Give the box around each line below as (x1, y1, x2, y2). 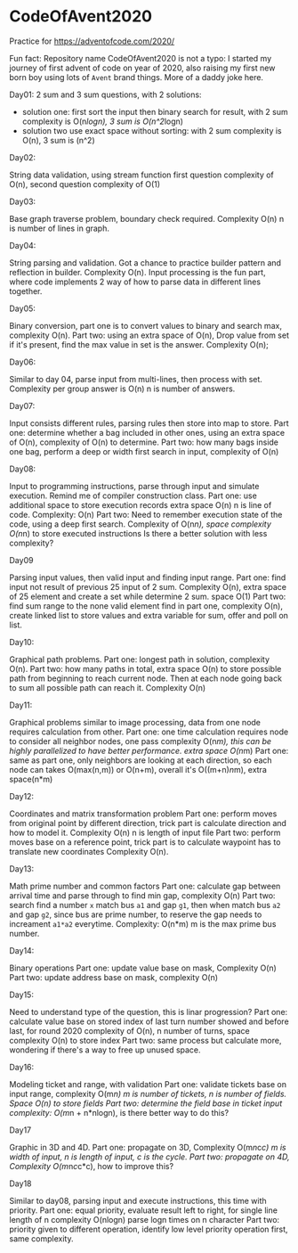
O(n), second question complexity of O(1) (9, 178, 161, 189)
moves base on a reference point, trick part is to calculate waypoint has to (9, 836, 281, 848)
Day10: (9, 636, 35, 647)
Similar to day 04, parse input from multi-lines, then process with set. (9, 373, 262, 384)
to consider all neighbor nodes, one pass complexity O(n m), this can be (9, 735, 272, 746)
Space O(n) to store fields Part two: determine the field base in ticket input (9, 1098, 283, 1109)
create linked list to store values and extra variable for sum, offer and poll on (9, 610, 289, 620)
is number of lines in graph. (9, 223, 109, 233)
